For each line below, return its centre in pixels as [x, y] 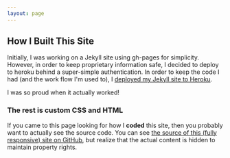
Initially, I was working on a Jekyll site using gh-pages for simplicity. [103, 57]
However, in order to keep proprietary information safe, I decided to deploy [113, 65]
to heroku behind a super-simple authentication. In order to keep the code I [113, 72]
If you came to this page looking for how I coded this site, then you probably [115, 125]
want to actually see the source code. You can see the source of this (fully [112, 132]
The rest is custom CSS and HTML [65, 110]
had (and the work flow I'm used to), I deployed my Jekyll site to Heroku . [110, 79]
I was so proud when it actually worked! [64, 92]
